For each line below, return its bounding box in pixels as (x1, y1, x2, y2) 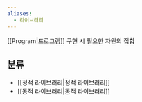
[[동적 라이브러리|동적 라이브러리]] (17, 87, 111, 96)
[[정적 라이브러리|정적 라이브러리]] (17, 78, 111, 87)
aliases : (7, 10, 33, 17)
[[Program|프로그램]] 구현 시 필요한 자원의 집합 (7, 36, 135, 45)
